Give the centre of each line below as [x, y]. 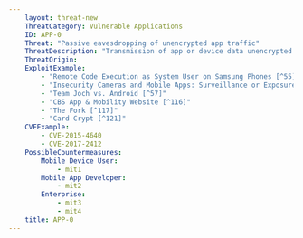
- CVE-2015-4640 [71, 136]
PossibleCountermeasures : [74, 152]
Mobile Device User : [80, 161]
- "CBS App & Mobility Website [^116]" [116, 102]
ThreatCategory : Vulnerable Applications [104, 26]
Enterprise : [64, 195]
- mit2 [69, 186]
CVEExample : [47, 128]
